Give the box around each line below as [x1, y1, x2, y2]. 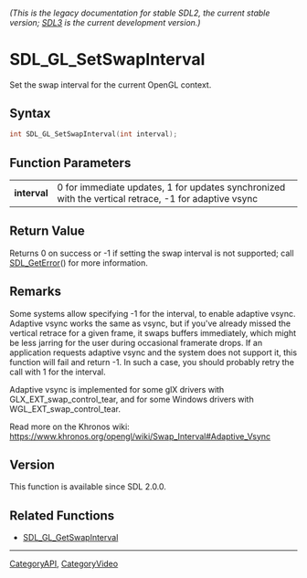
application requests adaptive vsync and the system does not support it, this [9, 347, 298, 358]
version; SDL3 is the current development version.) [9, 16, 201, 27]
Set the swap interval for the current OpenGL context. [9, 79, 212, 90]
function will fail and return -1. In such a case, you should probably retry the [9, 356, 295, 367]
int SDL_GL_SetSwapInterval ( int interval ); [9, 130, 178, 139]
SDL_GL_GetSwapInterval [22, 532, 119, 543]
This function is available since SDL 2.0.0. [9, 481, 167, 492]
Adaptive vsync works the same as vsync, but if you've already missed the [9, 318, 291, 329]
